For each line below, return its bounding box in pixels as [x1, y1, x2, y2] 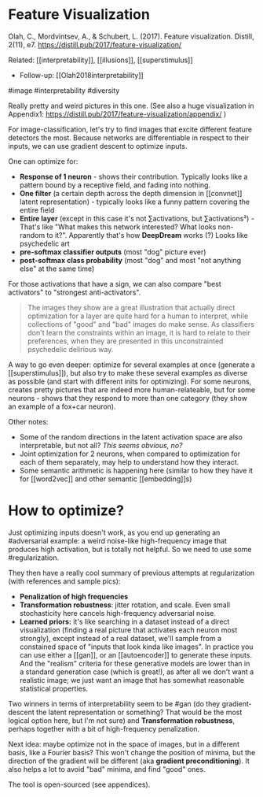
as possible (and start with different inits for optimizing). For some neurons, [8, 376, 252, 386]
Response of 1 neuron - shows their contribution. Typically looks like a [19, 172, 248, 181]
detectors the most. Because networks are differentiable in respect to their [8, 132, 250, 143]
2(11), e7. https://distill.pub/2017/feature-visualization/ [8, 39, 182, 49]
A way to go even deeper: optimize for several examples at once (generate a [8, 360, 255, 369]
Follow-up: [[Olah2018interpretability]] [19, 70, 144, 80]
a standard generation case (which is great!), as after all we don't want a [19, 667, 254, 677]
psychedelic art [19, 239, 71, 248]
